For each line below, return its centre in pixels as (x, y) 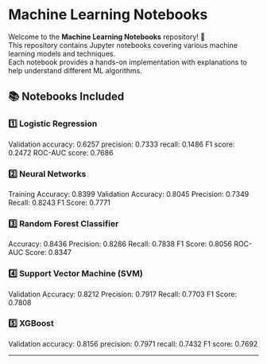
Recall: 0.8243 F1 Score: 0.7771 (60, 202)
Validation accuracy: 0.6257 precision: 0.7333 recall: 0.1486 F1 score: (122, 144)
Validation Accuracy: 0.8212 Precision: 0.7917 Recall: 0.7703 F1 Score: (122, 294)
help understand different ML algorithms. (75, 70)
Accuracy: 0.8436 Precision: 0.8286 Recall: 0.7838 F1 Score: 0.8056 (120, 244)
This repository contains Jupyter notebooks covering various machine (123, 45)
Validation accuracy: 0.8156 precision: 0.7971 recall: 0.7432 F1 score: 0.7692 (133, 343)
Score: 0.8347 (48, 252)
